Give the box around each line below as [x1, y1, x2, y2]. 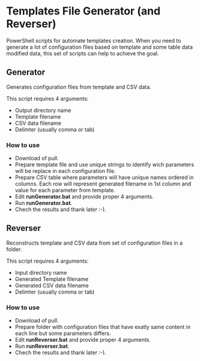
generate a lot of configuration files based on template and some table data [6, 43, 193, 51]
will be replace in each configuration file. [14, 168, 116, 175]
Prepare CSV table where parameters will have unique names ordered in [14, 174, 194, 181]
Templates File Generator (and [6, 4, 161, 18]
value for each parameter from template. [14, 187, 116, 194]
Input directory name [14, 269, 67, 276]
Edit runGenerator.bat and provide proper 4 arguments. [14, 193, 154, 200]
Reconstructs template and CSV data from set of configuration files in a [6, 239, 183, 246]
